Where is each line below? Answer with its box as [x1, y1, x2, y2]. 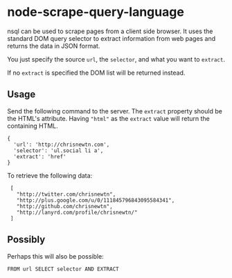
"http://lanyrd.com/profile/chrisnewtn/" [16, 209, 138, 216]
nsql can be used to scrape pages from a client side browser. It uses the [7, 27, 213, 35]
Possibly [7, 234, 46, 245]
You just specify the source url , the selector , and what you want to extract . [7, 55, 225, 63]
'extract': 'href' [13, 153, 67, 160]
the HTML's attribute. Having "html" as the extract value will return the [7, 114, 210, 122]
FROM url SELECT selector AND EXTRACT [7, 266, 119, 272]
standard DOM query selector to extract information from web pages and [7, 34, 216, 42]
